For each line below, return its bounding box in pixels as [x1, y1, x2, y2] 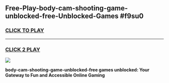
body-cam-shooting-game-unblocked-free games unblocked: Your [5, 66, 150, 72]
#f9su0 [120, 12, 144, 21]
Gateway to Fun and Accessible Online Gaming [5, 72, 105, 78]
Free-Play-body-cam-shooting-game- [5, 4, 128, 13]
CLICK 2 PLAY [5, 46, 40, 53]
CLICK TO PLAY [5, 27, 44, 34]
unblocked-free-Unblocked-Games [5, 12, 119, 21]
